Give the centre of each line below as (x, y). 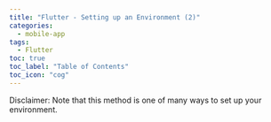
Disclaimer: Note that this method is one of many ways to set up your (135, 100)
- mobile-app (41, 34)
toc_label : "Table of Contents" (69, 67)
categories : (31, 26)
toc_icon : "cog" (39, 75)
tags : (19, 42)
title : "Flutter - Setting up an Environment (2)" (105, 17)
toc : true (28, 58)
